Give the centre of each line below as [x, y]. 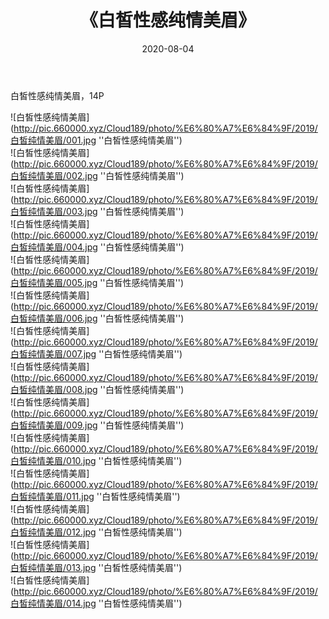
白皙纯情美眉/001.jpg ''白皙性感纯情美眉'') [96, 140]
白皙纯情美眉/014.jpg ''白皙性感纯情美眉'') [96, 603]
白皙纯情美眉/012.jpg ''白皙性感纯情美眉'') [96, 532]
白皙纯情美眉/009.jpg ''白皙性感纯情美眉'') [97, 425]
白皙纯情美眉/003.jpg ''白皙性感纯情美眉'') [97, 211]
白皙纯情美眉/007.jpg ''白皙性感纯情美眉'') [96, 353]
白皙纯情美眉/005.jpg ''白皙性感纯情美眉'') [97, 282]
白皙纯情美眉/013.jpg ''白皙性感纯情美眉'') [96, 567]
